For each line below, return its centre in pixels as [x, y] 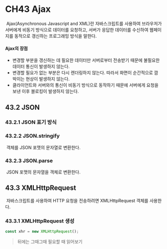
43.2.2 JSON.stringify [33, 136]
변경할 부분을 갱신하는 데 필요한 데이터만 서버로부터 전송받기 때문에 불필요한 [86, 60]
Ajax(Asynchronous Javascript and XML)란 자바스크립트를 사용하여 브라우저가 [84, 23]
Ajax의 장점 [17, 48]
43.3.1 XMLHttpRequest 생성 [40, 221]
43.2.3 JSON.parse [29, 161]
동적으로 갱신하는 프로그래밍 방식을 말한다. [55, 36]
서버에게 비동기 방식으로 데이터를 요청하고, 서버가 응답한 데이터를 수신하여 [77, 30]
